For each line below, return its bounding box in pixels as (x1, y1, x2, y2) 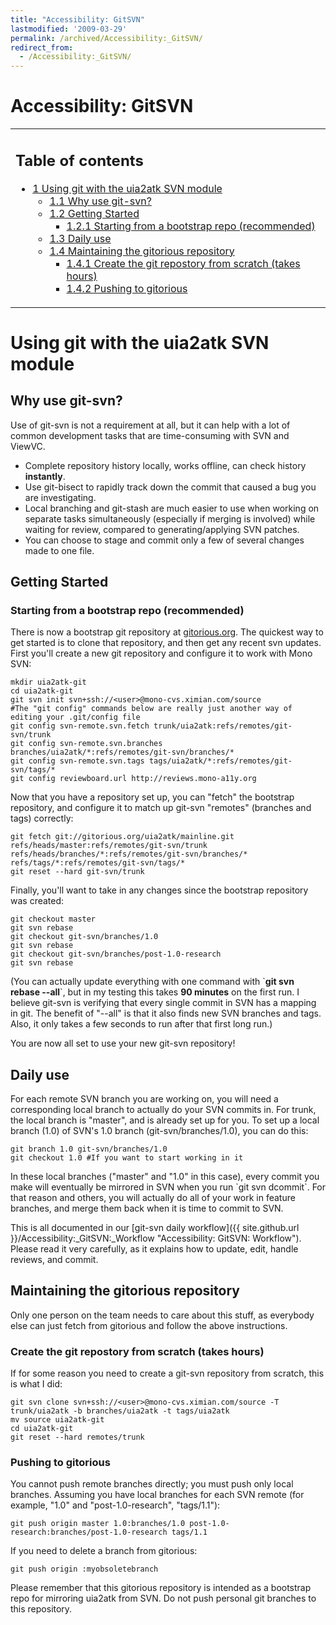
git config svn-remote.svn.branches (10, 739, 163, 749)
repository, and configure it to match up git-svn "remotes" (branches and (10, 802, 312, 814)
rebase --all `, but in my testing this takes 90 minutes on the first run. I (10, 986, 300, 998)
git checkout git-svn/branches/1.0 (10, 932, 159, 942)
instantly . (24, 470, 66, 482)
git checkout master (10, 914, 97, 925)
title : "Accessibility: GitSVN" (10, 14, 145, 25)
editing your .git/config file (10, 712, 141, 723)
